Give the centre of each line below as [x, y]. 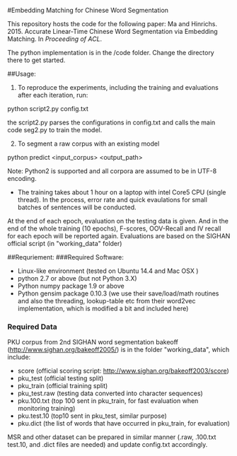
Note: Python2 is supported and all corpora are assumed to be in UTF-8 [112, 171]
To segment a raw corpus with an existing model [88, 144]
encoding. [22, 179]
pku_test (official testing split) [60, 378]
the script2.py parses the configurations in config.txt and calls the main [111, 122]
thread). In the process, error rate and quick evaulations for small [112, 200]
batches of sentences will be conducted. [77, 207]
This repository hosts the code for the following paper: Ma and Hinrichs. [112, 24]
